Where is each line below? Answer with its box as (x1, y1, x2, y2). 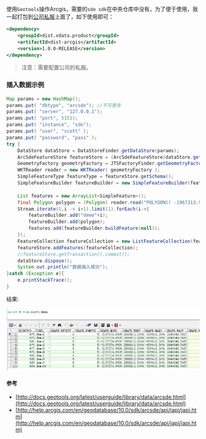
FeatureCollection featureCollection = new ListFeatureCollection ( (17, 238, 193, 244)
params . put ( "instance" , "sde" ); (6, 122, 92, 128)
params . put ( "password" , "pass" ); (6, 134, 97, 141)
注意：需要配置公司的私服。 (21, 64, 92, 71)
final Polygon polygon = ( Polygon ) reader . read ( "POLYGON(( (17, 199, 172, 206)
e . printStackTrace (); (17, 277, 72, 284)
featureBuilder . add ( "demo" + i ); (28, 212, 109, 219)
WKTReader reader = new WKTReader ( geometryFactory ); (17, 167, 161, 173)
